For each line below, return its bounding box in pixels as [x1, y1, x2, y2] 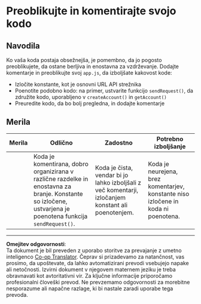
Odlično [50, 139, 73, 147]
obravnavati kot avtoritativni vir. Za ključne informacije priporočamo [6, 272, 172, 279]
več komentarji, [95, 186, 139, 194]
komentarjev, [148, 182, 185, 191]
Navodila [6, 41, 40, 51]
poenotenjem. [95, 208, 134, 216]
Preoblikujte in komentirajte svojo [6, 4, 176, 18]
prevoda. [6, 291, 28, 298]
